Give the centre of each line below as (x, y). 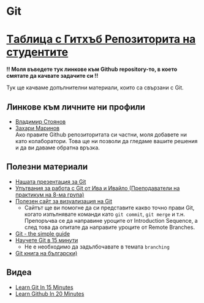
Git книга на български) (46, 253)
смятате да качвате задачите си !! (52, 76)
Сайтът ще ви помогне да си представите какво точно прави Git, (109, 208)
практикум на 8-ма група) (50, 195)
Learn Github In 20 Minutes (50, 294)
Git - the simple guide (43, 233)
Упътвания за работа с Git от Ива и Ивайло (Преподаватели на (97, 188)
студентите (37, 52)
